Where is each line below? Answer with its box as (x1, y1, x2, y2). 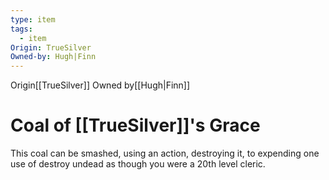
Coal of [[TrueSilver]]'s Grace (10, 114, 261, 137)
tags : (10, 24, 33, 34)
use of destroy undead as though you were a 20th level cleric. (10, 158, 266, 170)
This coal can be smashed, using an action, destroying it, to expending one (10, 147, 320, 160)
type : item (10, 14, 56, 25)
